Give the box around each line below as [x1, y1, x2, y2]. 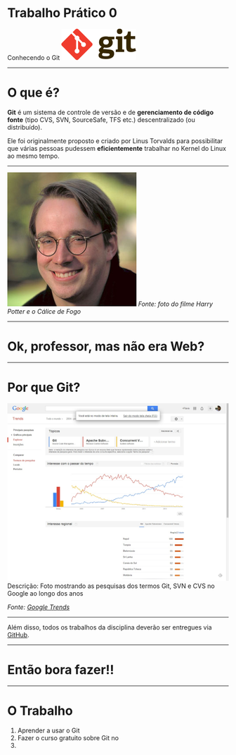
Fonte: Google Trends [7, 603, 70, 611]
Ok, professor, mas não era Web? [7, 338, 205, 355]
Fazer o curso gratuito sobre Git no [17, 733, 119, 742]
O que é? [7, 85, 60, 101]
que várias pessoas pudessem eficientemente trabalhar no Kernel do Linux [7, 144, 227, 152]
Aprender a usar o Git [17, 726, 80, 735]
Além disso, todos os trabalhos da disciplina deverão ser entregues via [7, 622, 212, 632]
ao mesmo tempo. [7, 152, 60, 160]
